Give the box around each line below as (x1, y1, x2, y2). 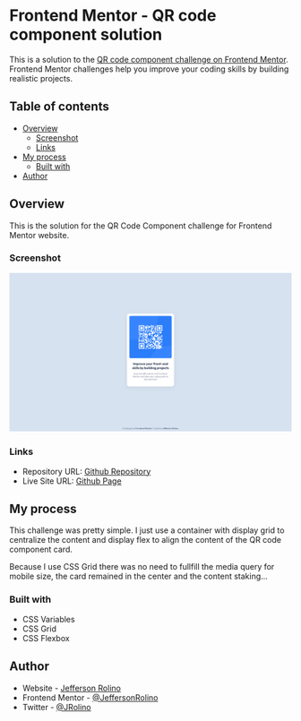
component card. (9, 544, 73, 555)
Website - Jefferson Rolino (21, 682, 121, 693)
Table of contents (9, 99, 109, 115)
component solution (9, 24, 163, 45)
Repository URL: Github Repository (21, 466, 151, 476)
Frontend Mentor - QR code (9, 5, 217, 26)
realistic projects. (9, 73, 73, 83)
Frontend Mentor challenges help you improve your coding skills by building (9, 64, 289, 74)
